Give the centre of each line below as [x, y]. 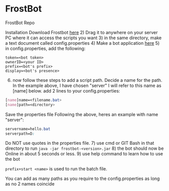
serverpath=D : [20, 134]
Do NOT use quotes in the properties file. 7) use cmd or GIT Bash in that [80, 143]
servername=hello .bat [28, 129]
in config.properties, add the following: [45, 48]
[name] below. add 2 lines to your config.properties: [66, 90]
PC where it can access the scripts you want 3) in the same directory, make [83, 38]
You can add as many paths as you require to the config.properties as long [82, 178]
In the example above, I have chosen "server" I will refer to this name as [87, 85]
